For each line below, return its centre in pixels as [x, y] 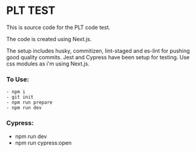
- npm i [16, 92]
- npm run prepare [29, 103]
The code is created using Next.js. [49, 39]
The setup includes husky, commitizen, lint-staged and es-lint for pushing [98, 51]
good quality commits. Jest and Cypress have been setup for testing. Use [98, 57]
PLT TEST [31, 11]
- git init [20, 97]
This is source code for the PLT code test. [58, 27]
